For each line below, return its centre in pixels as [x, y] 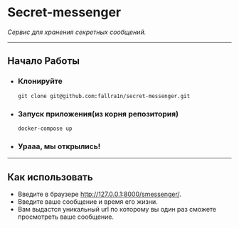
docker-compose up [45, 129]
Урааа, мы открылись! [59, 146]
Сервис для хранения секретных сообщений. [77, 32]
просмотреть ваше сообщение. [66, 217]
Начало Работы [44, 61]
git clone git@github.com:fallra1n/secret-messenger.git [104, 96]
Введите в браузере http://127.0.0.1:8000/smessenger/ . [99, 194]
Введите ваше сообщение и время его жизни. [87, 202]
